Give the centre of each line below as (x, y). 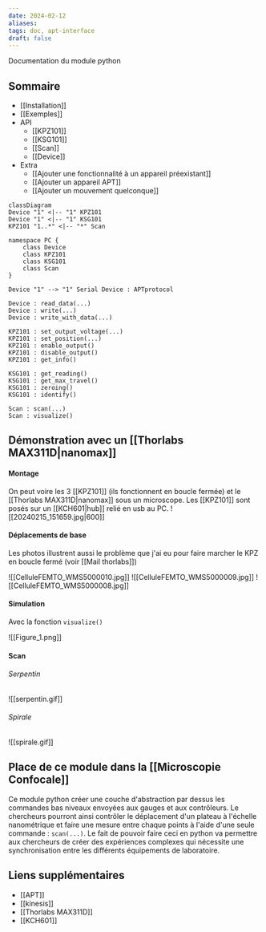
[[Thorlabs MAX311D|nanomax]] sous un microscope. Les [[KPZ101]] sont (129, 500)
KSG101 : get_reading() (48, 374)
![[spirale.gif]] (31, 742)
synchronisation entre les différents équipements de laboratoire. (114, 850)
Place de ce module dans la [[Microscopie (115, 767)
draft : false (30, 38)
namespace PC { (34, 241)
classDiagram (30, 205)
